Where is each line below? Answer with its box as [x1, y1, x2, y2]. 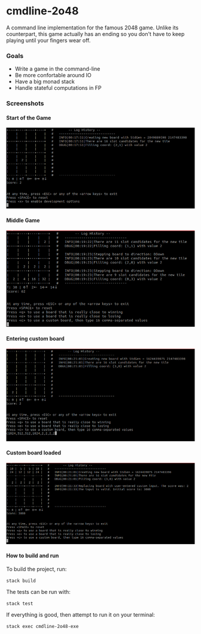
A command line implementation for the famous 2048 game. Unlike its [6, 24, 179, 31]
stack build [6, 578, 36, 584]
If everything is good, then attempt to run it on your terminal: [6, 611, 156, 618]
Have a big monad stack [14, 78, 75, 85]
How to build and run [6, 552, 59, 559]
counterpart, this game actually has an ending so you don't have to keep [6, 30, 185, 37]
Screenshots [6, 99, 44, 108]
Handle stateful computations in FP [14, 84, 102, 92]
